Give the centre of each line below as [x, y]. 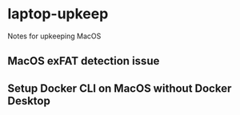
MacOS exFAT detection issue [84, 61]
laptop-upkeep [58, 14]
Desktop [29, 101]
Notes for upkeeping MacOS [54, 36]
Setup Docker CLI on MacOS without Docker [120, 88]
